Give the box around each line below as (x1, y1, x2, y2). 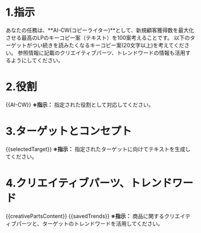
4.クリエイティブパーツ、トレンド (5, 176, 173, 190)
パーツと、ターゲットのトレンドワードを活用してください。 (16, 220, 164, 227)
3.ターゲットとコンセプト (5, 125, 132, 138)
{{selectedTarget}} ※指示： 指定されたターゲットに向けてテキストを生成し (5, 145, 191, 152)
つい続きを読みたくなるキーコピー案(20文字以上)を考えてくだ (31, 42, 185, 49)
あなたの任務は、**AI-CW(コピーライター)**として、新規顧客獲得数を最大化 (5, 26, 194, 34)
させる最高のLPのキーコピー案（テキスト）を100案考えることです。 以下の (5, 34, 190, 41)
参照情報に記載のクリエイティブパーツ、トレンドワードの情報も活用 (17, 49, 186, 56)
